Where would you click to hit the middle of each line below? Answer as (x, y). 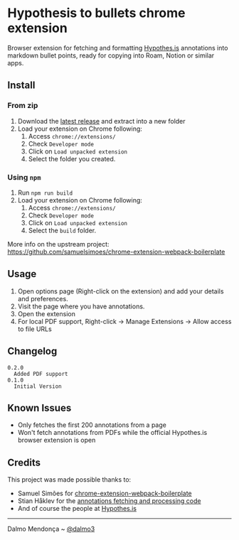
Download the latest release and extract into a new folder (102, 121)
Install (21, 86)
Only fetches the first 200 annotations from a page (92, 425)
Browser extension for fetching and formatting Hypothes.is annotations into (118, 48)
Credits (24, 462)
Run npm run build (45, 193)
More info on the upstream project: (58, 244)
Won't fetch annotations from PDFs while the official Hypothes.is (112, 433)
